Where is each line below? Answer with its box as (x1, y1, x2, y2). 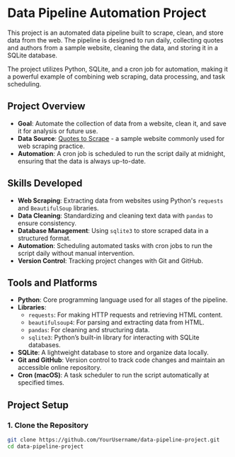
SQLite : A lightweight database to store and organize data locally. (17, 349, 209, 357)
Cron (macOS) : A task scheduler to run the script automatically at (17, 371, 210, 380)
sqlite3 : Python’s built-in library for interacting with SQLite (28, 333, 200, 342)
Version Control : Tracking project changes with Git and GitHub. (17, 256, 204, 265)
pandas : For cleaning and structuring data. (28, 326, 150, 334)
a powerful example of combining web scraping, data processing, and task (7, 72, 225, 81)
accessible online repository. (17, 363, 102, 372)
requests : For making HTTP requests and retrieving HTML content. (28, 310, 223, 320)
